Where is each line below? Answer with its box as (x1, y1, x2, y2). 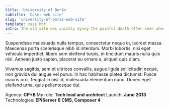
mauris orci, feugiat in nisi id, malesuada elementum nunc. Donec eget (5, 77, 151, 83)
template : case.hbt (5, 21, 46, 27)
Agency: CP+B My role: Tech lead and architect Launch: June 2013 (5, 92, 147, 98)
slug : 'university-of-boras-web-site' (5, 17, 87, 22)
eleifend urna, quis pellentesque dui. (5, 82, 81, 88)
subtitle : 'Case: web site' (5, 12, 64, 17)
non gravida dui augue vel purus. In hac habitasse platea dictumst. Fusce (5, 71, 157, 77)
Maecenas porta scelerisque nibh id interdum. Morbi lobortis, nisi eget (5, 45, 151, 51)
